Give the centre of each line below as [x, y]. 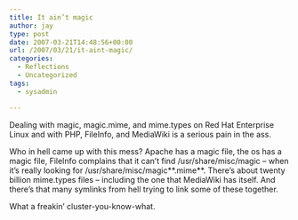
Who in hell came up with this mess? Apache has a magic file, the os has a [145, 151]
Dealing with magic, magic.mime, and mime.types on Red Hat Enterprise [141, 124]
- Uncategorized [47, 75]
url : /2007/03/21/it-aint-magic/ [71, 51]
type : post [29, 34]
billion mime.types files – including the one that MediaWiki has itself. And [142, 179]
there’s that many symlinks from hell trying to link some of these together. [144, 189]
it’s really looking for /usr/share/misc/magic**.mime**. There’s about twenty [148, 170]
